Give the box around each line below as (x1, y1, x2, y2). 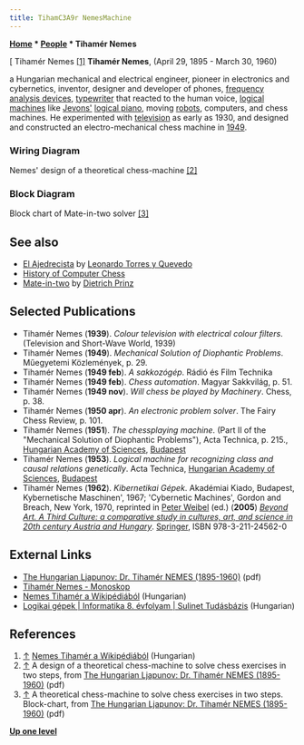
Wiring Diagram (9, 144, 80, 157)
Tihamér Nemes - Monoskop (22, 581, 131, 592)
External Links (9, 547, 93, 563)
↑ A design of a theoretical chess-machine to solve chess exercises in (22, 660, 287, 671)
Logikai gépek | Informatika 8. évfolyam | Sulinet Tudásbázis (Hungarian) (22, 600, 295, 611)
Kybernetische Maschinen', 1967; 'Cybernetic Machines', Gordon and (22, 492, 281, 503)
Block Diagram (9, 187, 75, 200)
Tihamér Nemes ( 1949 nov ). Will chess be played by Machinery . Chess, (22, 386, 292, 397)
